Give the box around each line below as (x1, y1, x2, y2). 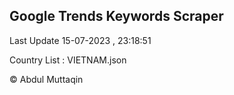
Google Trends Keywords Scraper (9, 8, 224, 25)
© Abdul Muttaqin (9, 73, 84, 85)
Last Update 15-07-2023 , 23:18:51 (9, 34, 152, 46)
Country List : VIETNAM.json (9, 54, 127, 66)
